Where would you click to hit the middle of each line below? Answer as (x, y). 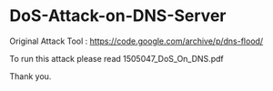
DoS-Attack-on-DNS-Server (118, 16)
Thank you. (30, 76)
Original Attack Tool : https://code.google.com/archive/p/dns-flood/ (136, 41)
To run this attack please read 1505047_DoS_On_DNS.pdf (117, 58)
